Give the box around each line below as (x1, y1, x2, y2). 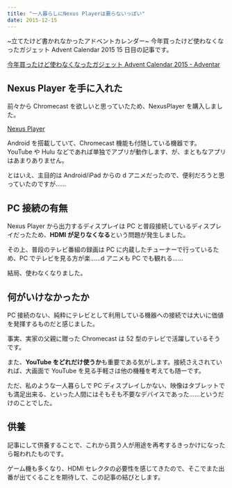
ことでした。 (19, 398, 56, 407)
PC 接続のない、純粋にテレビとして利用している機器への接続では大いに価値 (7, 311, 224, 319)
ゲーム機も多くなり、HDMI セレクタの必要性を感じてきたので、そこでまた (7, 464, 219, 473)
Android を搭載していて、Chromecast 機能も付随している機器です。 (7, 139, 201, 147)
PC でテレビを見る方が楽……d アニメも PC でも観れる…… (19, 254, 183, 263)
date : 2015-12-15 (7, 17, 58, 24)
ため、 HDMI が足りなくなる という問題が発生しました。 (31, 231, 190, 239)
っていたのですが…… (7, 180, 67, 188)
